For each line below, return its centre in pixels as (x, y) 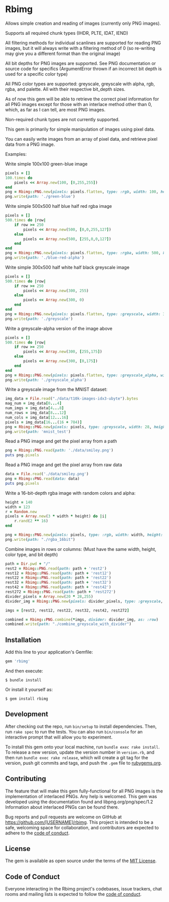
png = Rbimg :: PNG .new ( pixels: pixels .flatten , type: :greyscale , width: (83, 314)
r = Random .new (21, 512)
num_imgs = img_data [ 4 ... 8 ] (35, 408)
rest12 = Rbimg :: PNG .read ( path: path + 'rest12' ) (58, 573)
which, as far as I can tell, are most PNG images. (55, 109)
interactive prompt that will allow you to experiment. (59, 737)
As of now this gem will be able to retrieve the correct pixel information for (82, 99)
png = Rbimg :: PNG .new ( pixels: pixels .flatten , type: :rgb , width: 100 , (82, 192)
